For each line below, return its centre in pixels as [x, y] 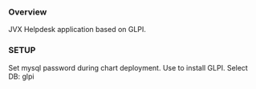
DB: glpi [21, 76]
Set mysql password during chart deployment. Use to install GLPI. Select [128, 67]
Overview [28, 12]
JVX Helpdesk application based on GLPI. [77, 30]
